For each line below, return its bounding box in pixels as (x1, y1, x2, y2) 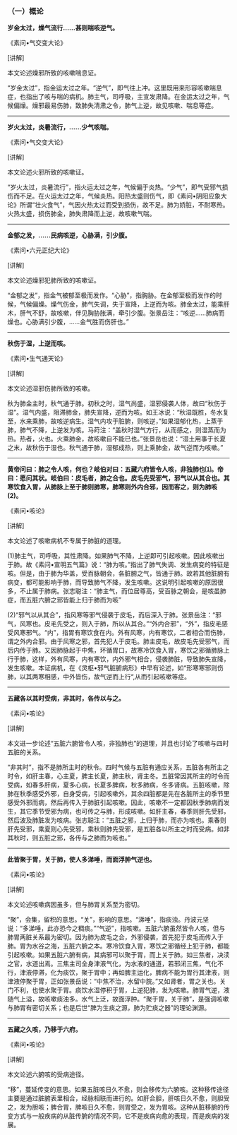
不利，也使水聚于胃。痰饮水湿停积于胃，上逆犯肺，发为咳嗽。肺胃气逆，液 (13, 986, 230, 994)
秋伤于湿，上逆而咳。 (7, 339, 69, 347)
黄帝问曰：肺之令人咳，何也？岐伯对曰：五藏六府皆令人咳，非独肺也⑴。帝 (7, 465, 224, 474)
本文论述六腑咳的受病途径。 (7, 1070, 88, 1078)
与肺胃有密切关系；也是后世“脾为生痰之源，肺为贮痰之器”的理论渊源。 (7, 1004, 211, 1012)
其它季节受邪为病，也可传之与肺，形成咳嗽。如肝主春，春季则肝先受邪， (19, 807, 230, 816)
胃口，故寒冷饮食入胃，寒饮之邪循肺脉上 (111, 646, 230, 655)
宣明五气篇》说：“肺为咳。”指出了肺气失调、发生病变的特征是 (54, 560, 230, 569)
